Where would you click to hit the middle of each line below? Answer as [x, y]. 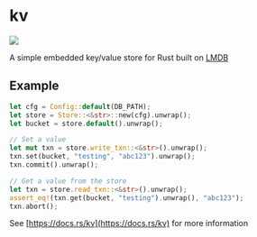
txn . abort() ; [34, 206]
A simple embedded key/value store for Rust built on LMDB [119, 57]
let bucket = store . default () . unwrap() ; [87, 123]
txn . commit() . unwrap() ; [54, 165]
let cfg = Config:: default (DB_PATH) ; [80, 106]
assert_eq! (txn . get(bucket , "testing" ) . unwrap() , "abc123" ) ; [127, 198]
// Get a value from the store [68, 181]
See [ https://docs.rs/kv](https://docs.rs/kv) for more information [129, 223]
